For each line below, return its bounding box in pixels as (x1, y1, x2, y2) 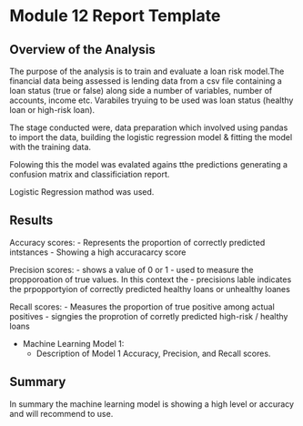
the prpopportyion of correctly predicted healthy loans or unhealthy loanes (9, 283, 291, 294)
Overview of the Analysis (9, 42, 157, 57)
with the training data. (9, 142, 92, 152)
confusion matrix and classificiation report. (9, 169, 170, 179)
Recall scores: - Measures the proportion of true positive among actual (9, 301, 275, 312)
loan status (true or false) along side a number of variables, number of (9, 86, 273, 96)
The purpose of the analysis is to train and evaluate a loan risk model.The (9, 66, 285, 76)
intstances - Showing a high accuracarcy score (9, 247, 187, 258)
